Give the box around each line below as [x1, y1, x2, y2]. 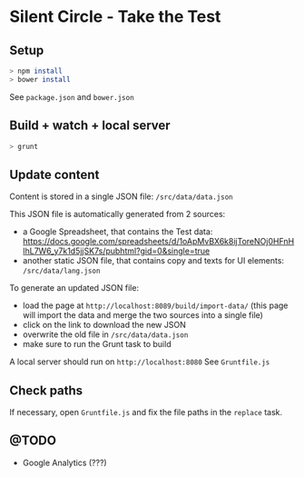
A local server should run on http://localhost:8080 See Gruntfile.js [9, 356, 270, 367]
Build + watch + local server [9, 118, 171, 134]
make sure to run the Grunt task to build [22, 339, 172, 350]
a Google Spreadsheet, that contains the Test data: [22, 226, 213, 237]
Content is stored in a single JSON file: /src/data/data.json [9, 191, 233, 202]
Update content [9, 166, 100, 183]
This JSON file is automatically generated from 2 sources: [9, 209, 226, 220]
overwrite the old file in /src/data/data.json [22, 329, 189, 340]
